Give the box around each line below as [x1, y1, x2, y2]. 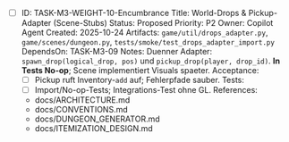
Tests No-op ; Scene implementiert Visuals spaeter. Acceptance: [21, 65, 259, 76]
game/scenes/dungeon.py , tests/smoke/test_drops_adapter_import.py [21, 37, 275, 47]
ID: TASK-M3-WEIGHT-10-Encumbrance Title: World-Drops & [21, 8, 247, 18]
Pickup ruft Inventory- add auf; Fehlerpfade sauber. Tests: [34, 75, 245, 86]
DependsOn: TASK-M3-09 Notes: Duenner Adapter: [21, 46, 212, 57]
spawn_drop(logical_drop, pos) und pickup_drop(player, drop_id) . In [21, 55, 281, 66]
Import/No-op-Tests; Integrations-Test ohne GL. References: [34, 85, 259, 96]
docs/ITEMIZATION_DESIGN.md [34, 123, 153, 134]
